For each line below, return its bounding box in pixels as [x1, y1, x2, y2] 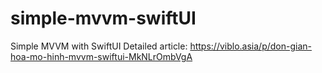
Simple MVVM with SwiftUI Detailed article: [10, 40, 188, 52]
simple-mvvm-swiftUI [10, 7, 197, 30]
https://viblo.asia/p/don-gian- [189, 40, 312, 52]
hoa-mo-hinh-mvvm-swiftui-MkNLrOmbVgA [10, 50, 193, 62]
